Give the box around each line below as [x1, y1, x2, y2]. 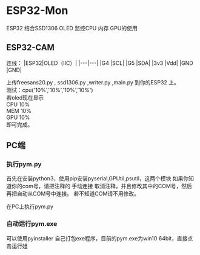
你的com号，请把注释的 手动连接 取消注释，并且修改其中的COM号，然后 [11, 183, 193, 190]
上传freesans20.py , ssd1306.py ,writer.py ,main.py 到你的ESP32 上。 [6, 78, 180, 86]
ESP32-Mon [6, 4, 68, 18]
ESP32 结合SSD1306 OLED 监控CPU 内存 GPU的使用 [6, 24, 138, 32]
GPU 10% [6, 114, 30, 121]
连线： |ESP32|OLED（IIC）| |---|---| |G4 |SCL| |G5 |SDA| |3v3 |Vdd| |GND [6, 59, 193, 67]
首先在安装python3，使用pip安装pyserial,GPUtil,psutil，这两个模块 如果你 [6, 175, 189, 182]
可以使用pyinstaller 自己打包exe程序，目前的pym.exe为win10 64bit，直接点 [6, 234, 193, 242]
